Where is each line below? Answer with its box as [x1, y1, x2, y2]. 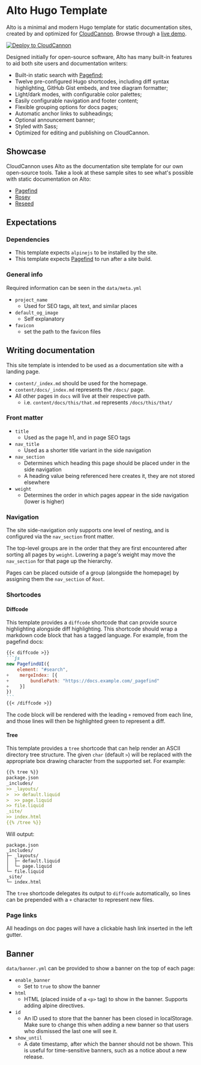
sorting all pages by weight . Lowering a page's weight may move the [6, 551, 176, 558]
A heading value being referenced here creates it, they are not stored [23, 472, 195, 479]
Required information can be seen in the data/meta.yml [6, 284, 142, 291]
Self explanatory [23, 315, 65, 322]
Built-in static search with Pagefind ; [14, 71, 104, 78]
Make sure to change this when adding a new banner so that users [23, 1021, 189, 1028]
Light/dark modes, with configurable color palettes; [14, 90, 142, 98]
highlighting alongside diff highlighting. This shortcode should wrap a [6, 625, 178, 633]
